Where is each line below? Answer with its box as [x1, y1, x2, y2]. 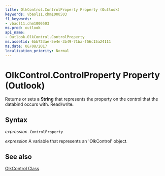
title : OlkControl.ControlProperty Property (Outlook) [5, 7, 120, 12]
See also [5, 152, 32, 161]
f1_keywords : [5, 16, 32, 21]
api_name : [5, 30, 26, 35]
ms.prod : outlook [5, 26, 41, 30]
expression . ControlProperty [5, 129, 63, 135]
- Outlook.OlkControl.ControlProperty [5, 35, 85, 40]
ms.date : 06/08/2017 [5, 44, 48, 49]
